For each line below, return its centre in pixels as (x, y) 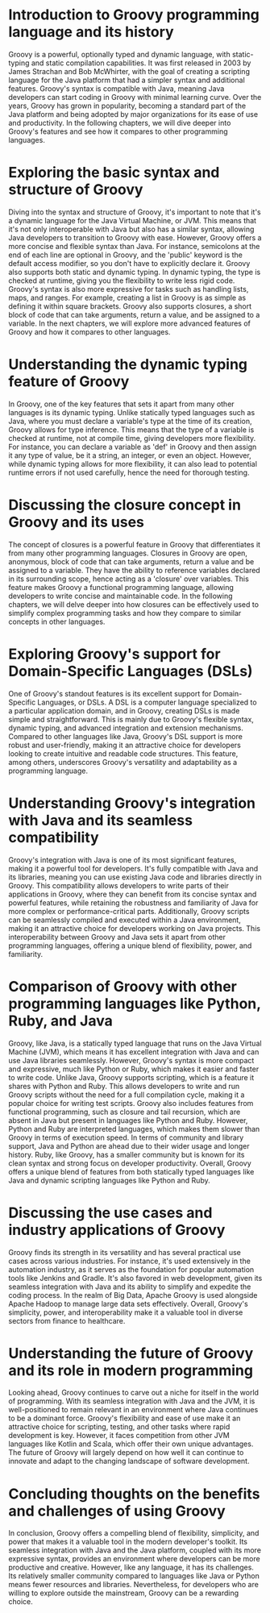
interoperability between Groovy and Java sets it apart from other (117, 937)
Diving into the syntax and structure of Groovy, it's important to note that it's (135, 212)
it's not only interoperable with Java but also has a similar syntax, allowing (131, 229)
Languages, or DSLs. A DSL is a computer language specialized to (147, 702)
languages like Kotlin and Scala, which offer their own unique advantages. (131, 1444)
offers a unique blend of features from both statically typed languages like (131, 1171)
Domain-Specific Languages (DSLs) (131, 671)
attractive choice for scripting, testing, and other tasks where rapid (119, 1427)
